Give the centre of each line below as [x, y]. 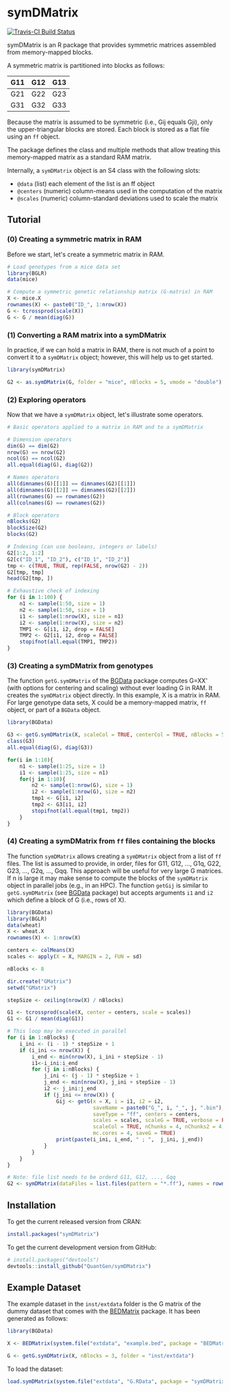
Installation [31, 1205]
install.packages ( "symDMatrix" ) [53, 1234]
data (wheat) [24, 925]
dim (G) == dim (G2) [33, 446]
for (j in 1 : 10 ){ [43, 779]
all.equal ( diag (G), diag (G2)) [50, 465]
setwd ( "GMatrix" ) [32, 988]
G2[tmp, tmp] [26, 572]
